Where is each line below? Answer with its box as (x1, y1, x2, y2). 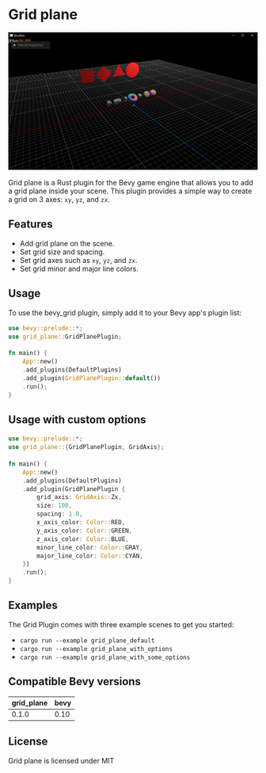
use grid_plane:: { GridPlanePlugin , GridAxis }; (8, 444, 165, 451)
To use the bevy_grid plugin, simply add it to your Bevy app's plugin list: (8, 307, 242, 318)
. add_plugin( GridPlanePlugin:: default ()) (22, 374, 161, 382)
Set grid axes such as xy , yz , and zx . (19, 255, 138, 265)
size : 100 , (36, 501, 73, 510)
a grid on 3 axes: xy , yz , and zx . (8, 195, 111, 204)
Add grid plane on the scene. (19, 238, 115, 248)
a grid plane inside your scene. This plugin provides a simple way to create (8, 186, 253, 196)
